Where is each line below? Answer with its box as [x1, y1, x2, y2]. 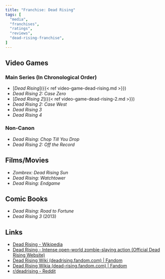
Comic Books [5, 194, 48, 203]
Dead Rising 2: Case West [12, 101, 67, 107]
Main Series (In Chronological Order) [5, 74, 97, 81]
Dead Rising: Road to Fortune [12, 208, 74, 214]
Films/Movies [5, 156, 49, 165]
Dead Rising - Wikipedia [12, 241, 63, 247]
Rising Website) [12, 252, 45, 258]
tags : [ [5, 12, 22, 17]
